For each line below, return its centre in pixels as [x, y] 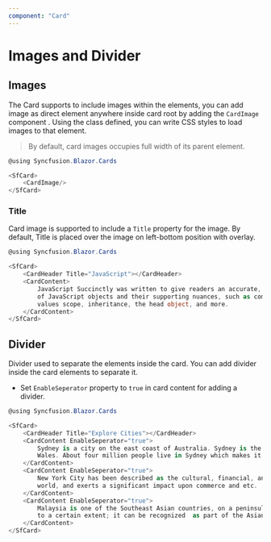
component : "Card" [39, 16]
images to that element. [48, 131]
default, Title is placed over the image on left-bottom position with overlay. [132, 237]
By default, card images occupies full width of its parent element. [136, 146]
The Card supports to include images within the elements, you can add [126, 105]
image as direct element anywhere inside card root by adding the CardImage [134, 113]
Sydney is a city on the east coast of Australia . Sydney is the [150, 448]
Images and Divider [75, 55]
